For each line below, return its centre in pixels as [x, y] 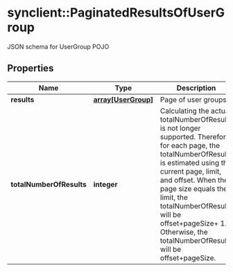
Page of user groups [193, 100]
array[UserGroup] [123, 100]
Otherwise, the [184, 232]
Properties [31, 68]
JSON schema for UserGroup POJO [58, 46]
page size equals [188, 188]
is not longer [180, 128]
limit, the [174, 197]
